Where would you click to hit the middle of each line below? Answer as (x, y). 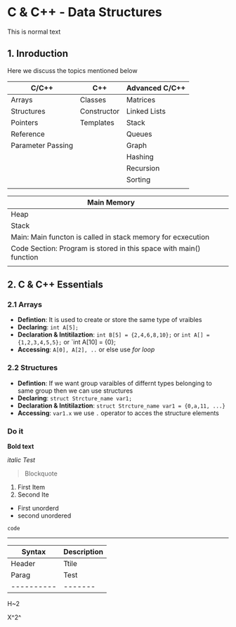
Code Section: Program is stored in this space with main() (106, 248)
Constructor (100, 111)
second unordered (44, 515)
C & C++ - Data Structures (85, 12)
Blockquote (41, 473)
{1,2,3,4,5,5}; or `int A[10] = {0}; (66, 342)
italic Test (21, 460)
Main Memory (111, 202)
